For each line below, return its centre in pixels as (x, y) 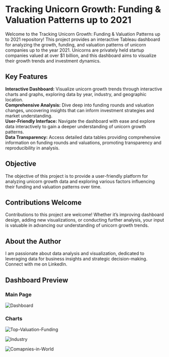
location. (14, 99)
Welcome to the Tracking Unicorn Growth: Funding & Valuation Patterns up (83, 34)
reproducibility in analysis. (32, 148)
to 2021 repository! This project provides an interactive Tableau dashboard (83, 39)
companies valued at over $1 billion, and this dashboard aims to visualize (81, 55)
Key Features (26, 77)
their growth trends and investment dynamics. (53, 61)
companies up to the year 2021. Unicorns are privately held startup (75, 50)
